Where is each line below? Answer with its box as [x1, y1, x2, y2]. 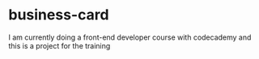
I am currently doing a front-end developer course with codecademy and [8, 32, 252, 42]
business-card [8, 6, 109, 24]
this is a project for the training [8, 40, 111, 50]
